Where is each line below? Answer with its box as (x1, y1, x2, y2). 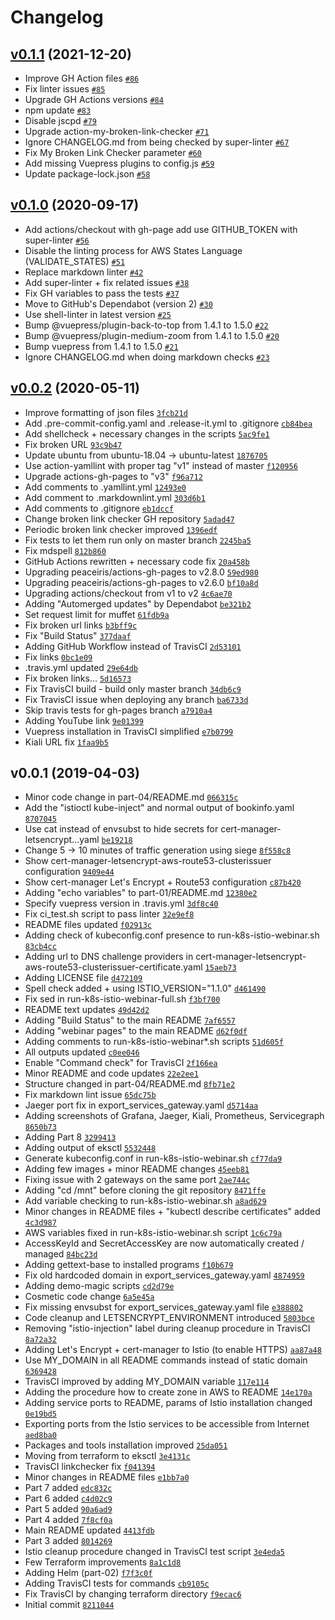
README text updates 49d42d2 (24, 1004, 150, 1016)
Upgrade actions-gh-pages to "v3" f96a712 (24, 470, 203, 482)
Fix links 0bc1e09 (24, 651, 93, 663)
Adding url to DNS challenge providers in (24, 951, 194, 963)
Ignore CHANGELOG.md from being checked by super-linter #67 (24, 136, 290, 148)
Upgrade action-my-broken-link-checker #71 (24, 126, 210, 137)
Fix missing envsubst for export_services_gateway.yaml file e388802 (24, 1301, 304, 1313)
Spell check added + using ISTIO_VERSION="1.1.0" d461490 (24, 982, 267, 995)
